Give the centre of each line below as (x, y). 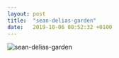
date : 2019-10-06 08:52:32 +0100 (60, 27)
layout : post (27, 14)
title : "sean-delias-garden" (52, 21)
